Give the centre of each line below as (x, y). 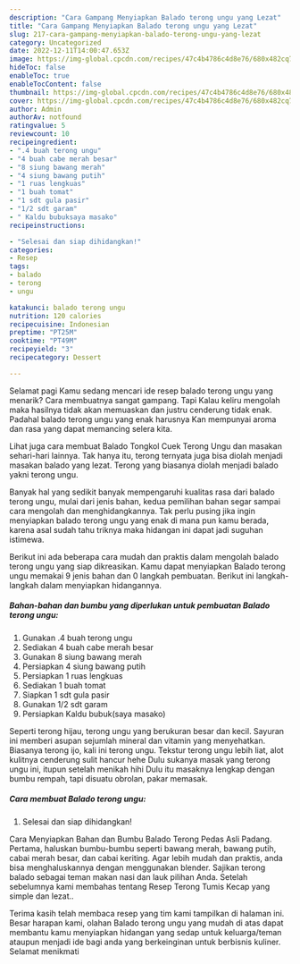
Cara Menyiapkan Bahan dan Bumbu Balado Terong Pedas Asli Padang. (141, 839)
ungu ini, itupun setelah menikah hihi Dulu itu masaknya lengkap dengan (142, 769)
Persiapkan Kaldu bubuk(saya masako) (94, 714)
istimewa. (27, 539)
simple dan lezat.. (42, 896)
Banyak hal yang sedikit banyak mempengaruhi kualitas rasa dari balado (142, 492)
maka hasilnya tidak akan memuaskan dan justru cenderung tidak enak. (141, 410)
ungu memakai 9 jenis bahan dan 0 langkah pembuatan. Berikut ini (132, 575)
